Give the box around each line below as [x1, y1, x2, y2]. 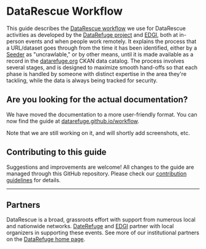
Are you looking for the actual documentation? [6, 94, 188, 105]
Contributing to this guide [6, 147, 107, 158]
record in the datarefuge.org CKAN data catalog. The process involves [6, 57, 185, 64]
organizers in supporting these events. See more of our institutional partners [6, 229, 199, 237]
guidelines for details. [6, 176, 61, 183]
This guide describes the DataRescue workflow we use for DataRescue [6, 25, 186, 32]
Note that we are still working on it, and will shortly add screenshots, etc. [6, 129, 190, 136]
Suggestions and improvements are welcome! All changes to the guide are [6, 163, 194, 170]
